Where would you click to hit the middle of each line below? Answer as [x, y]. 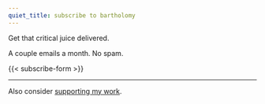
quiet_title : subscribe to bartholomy [72, 15]
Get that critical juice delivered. [59, 38]
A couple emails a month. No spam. [66, 53]
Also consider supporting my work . [65, 91]
